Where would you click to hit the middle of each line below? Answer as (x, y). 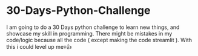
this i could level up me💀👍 (39, 46)
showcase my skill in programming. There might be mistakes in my (89, 33)
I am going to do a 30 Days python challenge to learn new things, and (93, 27)
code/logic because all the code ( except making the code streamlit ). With (99, 40)
